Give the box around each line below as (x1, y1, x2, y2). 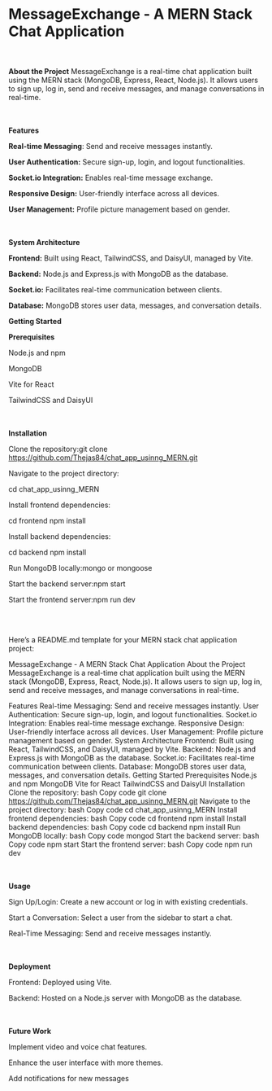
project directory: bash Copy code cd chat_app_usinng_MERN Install (8, 804, 238, 814)
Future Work (8, 1026, 51, 1036)
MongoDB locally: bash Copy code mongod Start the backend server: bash (8, 830, 260, 840)
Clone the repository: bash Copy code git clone (8, 787, 167, 797)
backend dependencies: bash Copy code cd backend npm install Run (8, 822, 241, 831)
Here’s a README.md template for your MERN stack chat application (8, 634, 238, 644)
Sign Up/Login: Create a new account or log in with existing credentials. (8, 896, 248, 906)
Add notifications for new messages (8, 1073, 130, 1083)
